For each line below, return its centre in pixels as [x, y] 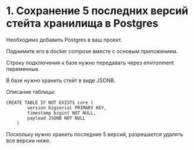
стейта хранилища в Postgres [82, 23]
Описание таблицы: [31, 92]
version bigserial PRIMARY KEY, [67, 107]
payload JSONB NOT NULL [56, 118]
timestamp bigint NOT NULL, [62, 113]
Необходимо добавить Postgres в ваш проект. [64, 40]
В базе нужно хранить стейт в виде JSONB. [61, 80]
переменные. [23, 69]
